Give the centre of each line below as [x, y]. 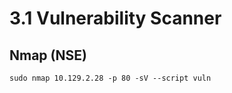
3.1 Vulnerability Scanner [115, 18]
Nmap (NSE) [48, 55]
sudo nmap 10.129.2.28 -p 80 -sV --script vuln [110, 78]
